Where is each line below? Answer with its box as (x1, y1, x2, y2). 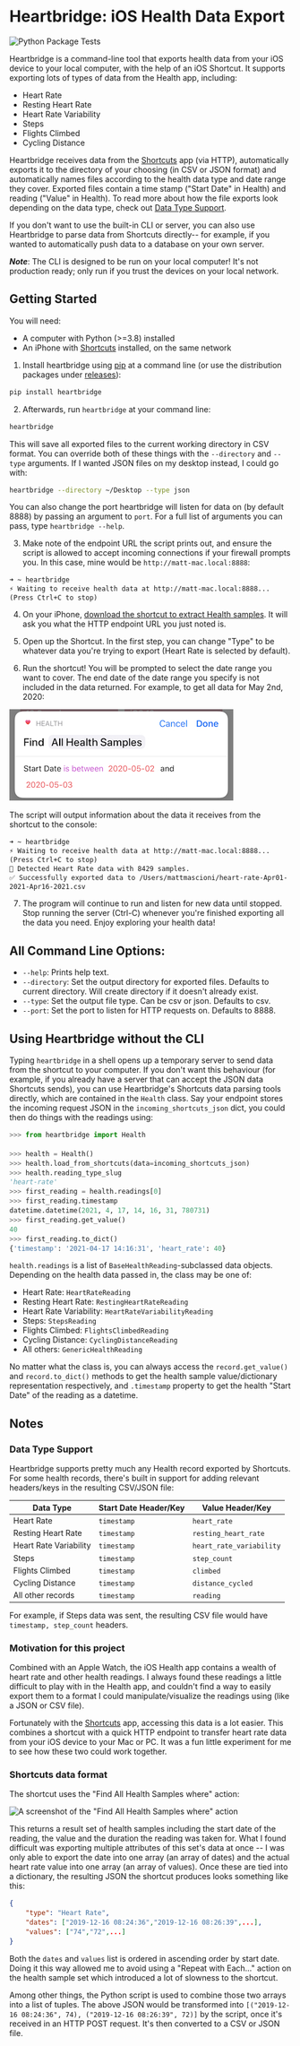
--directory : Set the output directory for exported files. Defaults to (21, 977, 270, 988)
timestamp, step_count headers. (9, 1619, 129, 1630)
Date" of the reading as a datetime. (9, 1390, 139, 1401)
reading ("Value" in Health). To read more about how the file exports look (9, 193, 279, 203)
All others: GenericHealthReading (21, 1344, 143, 1355)
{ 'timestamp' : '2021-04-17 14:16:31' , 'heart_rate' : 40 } (9, 1244, 227, 1253)
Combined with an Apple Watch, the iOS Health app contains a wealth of (9, 1662, 277, 1673)
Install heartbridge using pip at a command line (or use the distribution (21, 359, 282, 370)
